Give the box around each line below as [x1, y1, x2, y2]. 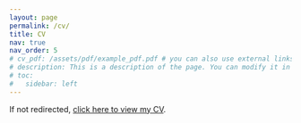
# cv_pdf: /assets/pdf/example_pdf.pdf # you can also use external [9, 54, 271, 63]
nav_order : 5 [9, 46, 58, 55]
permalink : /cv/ [9, 21, 70, 30]
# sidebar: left [9, 79, 78, 88]
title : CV [9, 29, 47, 38]
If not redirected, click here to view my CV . [9, 103, 167, 114]
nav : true [9, 37, 47, 47]
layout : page [9, 12, 58, 22]
